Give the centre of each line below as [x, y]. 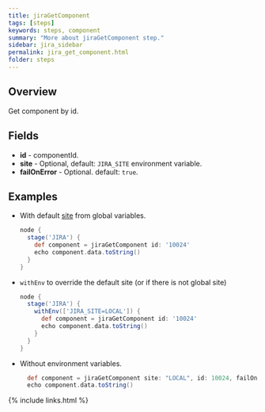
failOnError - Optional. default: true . [79, 172]
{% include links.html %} [48, 400]
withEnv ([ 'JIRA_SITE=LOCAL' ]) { [87, 311]
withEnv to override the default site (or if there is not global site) [123, 282]
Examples [33, 196]
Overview [33, 92]
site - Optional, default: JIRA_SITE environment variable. [111, 163]
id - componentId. [49, 154]
